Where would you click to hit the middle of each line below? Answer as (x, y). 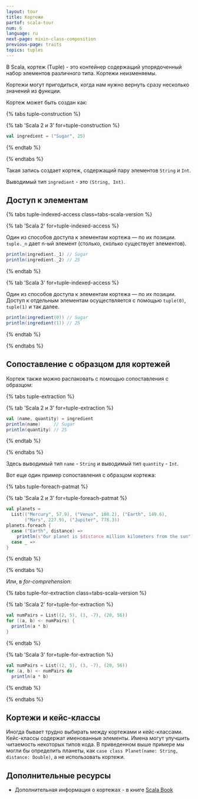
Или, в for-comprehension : (39, 582)
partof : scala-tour (30, 22)
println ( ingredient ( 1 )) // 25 (43, 323)
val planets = (24, 509)
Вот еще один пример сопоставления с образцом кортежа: (81, 475)
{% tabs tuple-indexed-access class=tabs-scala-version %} (79, 215)
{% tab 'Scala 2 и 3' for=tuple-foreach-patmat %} (67, 498)
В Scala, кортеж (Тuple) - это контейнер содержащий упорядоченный (94, 67)
